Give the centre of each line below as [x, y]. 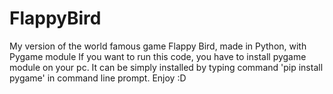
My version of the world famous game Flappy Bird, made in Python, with [158, 46]
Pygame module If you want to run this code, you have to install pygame [158, 56]
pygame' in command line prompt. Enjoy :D [98, 78]
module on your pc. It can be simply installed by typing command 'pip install [166, 67]
